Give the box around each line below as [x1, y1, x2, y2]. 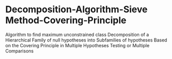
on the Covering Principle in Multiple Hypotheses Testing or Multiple [5, 42, 150, 48]
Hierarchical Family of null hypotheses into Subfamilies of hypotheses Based [5, 37, 167, 43]
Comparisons [5, 48, 34, 54]
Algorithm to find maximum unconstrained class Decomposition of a [5, 31, 149, 37]
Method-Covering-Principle [5, 14, 127, 26]
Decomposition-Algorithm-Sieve [5, 4, 148, 15]
